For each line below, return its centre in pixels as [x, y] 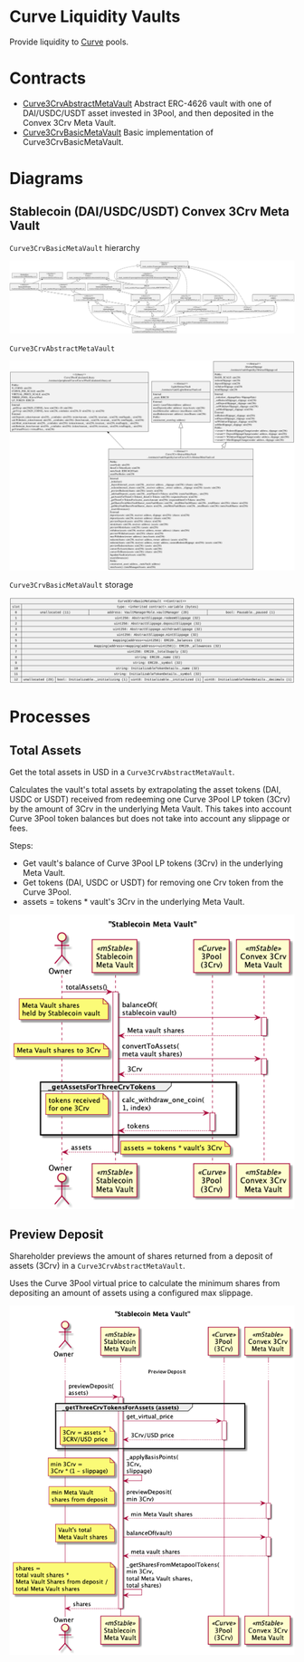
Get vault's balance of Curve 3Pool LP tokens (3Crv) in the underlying [152, 863]
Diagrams [47, 179]
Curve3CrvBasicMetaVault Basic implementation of [118, 132]
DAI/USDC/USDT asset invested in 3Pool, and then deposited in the [148, 113]
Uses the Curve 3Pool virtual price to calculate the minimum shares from [145, 1283]
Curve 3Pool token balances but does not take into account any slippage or [150, 819]
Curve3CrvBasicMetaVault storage [71, 585]
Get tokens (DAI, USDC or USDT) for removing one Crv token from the [153, 883]
